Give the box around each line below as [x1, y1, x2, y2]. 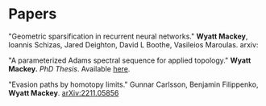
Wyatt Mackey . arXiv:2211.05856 [8, 88, 119, 97]
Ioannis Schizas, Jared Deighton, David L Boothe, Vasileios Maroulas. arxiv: [8, 39, 259, 49]
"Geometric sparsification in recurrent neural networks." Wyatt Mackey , [8, 31, 248, 41]
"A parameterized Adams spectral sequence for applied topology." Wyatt [8, 55, 251, 65]
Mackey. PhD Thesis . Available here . [8, 63, 131, 73]
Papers [8, 5, 57, 23]
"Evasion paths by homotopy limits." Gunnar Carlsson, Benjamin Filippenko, [8, 79, 259, 89]
